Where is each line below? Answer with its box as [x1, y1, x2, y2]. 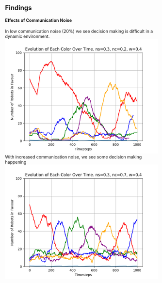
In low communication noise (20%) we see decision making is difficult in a [5, 28, 153, 34]
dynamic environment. [5, 33, 50, 39]
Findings [5, 4, 32, 12]
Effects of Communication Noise [5, 17, 72, 23]
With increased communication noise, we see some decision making [5, 154, 142, 159]
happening [5, 159, 27, 165]
